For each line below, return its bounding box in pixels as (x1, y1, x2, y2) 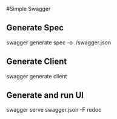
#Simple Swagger (6, 5, 51, 12)
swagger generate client (6, 72, 67, 80)
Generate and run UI (6, 90, 84, 101)
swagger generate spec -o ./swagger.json (6, 39, 111, 46)
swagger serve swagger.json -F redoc (6, 106, 102, 114)
